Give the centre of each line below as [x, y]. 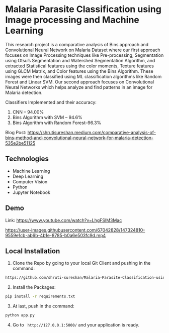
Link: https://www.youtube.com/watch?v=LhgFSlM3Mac [64, 220]
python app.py [20, 315]
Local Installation [33, 251]
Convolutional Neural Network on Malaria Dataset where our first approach [83, 50]
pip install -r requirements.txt [40, 297]
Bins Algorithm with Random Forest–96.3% [57, 123]
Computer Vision [30, 181]
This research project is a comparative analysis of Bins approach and [77, 44]
